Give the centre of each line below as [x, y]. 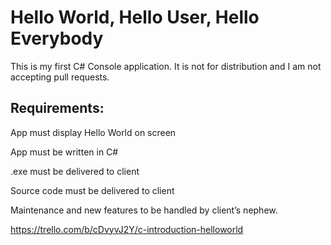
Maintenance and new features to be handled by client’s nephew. [144, 210]
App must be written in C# [64, 152]
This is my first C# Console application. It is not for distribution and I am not [166, 66]
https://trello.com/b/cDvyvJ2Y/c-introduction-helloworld [127, 229]
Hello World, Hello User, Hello [135, 17]
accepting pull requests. [60, 77]
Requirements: [57, 108]
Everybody [57, 38]
